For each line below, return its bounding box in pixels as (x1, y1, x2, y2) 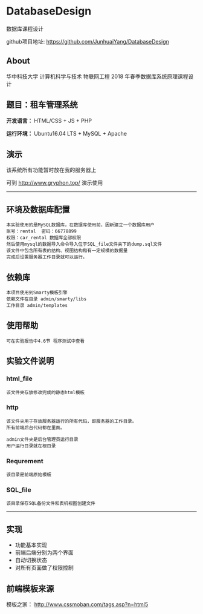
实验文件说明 (6, 356, 54, 366)
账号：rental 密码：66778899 (6, 228, 77, 234)
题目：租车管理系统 (6, 100, 78, 110)
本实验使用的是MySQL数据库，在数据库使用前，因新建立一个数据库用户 (6, 222, 155, 228)
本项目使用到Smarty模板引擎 (6, 289, 68, 295)
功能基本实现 (14, 541, 47, 549)
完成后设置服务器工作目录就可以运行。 (6, 254, 88, 260)
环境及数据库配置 (6, 204, 70, 214)
